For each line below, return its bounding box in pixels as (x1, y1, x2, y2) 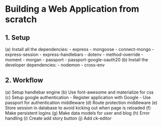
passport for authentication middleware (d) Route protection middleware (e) (5, 100, 158, 105)
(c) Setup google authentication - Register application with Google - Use (5, 94, 151, 100)
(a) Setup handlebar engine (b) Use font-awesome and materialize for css (5, 89, 154, 95)
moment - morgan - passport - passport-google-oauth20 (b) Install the (5, 57, 148, 62)
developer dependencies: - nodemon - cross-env (5, 62, 105, 68)
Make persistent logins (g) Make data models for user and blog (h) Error (5, 110, 150, 116)
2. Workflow (5, 76, 43, 84)
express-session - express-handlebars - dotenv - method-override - (5, 51, 143, 57)
